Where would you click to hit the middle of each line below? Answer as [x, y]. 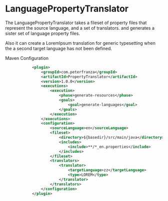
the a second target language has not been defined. [59, 48]
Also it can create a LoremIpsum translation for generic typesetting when [80, 43]
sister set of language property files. [42, 33]
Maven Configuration [27, 58]
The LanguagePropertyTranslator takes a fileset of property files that [76, 23]
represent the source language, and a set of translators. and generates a [80, 28]
